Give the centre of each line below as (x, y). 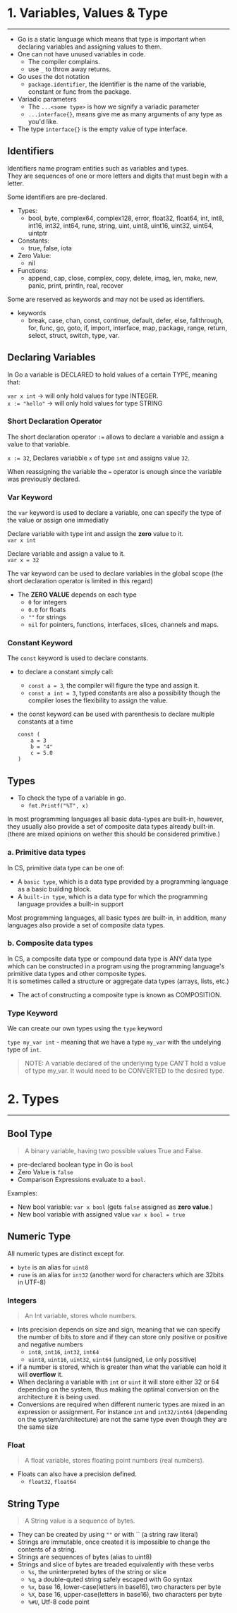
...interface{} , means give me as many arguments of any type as (125, 114)
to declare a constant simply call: (66, 672)
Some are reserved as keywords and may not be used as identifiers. (106, 299)
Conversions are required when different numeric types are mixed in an (121, 1404)
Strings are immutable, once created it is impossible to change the (114, 1542)
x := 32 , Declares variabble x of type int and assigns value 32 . (99, 458)
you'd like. (43, 121)
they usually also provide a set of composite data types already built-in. (111, 827)
